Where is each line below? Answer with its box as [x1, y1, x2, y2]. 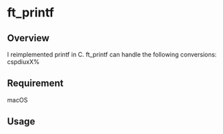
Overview [7, 32, 50, 44]
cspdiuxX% [7, 58, 40, 66]
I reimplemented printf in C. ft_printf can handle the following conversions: [7, 50, 218, 58]
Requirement [7, 78, 64, 89]
